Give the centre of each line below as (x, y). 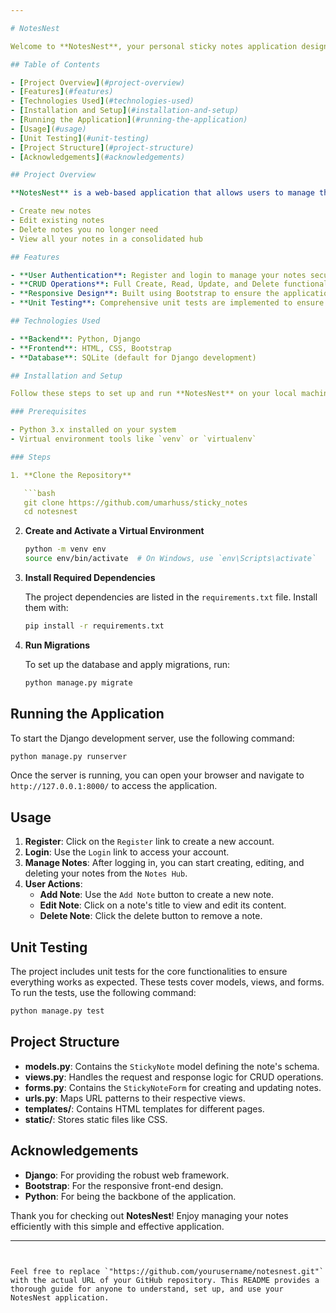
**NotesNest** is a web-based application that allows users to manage (162, 193)
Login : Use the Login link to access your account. (127, 852)
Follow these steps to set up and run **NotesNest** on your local (154, 394)
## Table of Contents (55, 64)
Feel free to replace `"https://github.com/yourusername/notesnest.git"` (167, 1271)
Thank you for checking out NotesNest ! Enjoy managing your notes (149, 1215)
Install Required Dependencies (90, 577)
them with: (46, 607)
